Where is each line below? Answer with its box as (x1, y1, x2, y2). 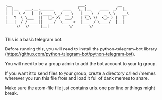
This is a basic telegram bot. (5, 37, 63, 42)
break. (5, 90, 18, 96)
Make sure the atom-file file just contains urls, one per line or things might (5, 85, 155, 91)
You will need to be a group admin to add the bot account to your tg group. (5, 61, 157, 66)
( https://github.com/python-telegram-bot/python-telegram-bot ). (5, 51, 136, 57)
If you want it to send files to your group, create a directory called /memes (5, 70, 156, 76)
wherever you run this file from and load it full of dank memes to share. (5, 75, 149, 81)
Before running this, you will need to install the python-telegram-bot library (5, 46, 157, 51)
